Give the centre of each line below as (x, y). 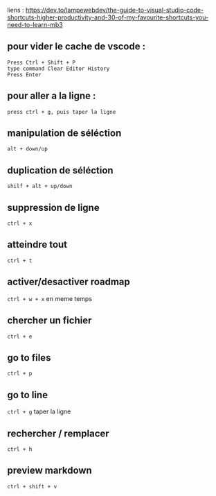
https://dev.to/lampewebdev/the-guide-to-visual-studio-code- (115, 10)
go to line (28, 395)
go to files (29, 358)
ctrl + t (20, 260)
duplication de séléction (60, 170)
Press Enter (24, 75)
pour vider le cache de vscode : (76, 47)
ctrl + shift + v (32, 486)
